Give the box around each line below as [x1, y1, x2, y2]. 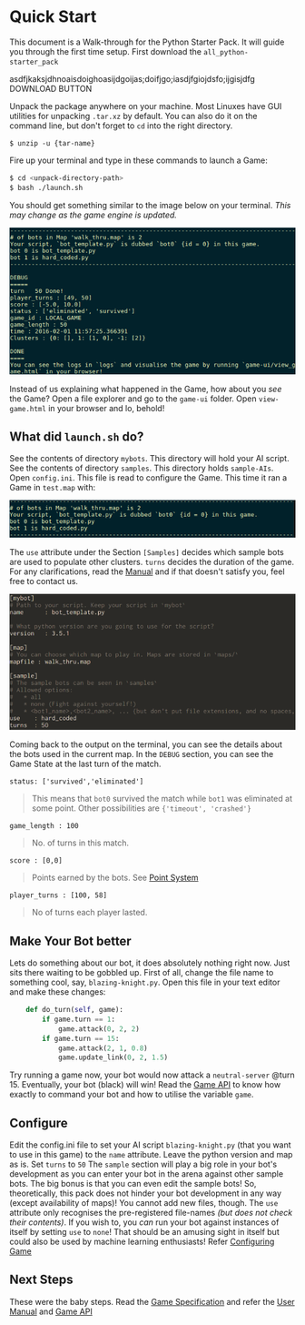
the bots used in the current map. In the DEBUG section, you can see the [9, 749, 274, 760]
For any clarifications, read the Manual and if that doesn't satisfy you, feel [9, 566, 285, 577]
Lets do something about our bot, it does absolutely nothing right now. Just [9, 957, 290, 968]
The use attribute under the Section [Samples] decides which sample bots [9, 547, 284, 558]
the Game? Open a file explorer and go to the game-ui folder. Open [9, 393, 257, 404]
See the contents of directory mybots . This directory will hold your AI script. [9, 453, 290, 464]
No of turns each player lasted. [31, 907, 148, 918]
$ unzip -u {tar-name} [9, 138, 95, 147]
